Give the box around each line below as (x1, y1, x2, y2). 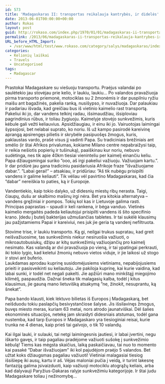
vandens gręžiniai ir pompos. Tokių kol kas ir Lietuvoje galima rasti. (5, 198, 140, 204)
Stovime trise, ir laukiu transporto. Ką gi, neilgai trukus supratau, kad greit (5, 229, 154, 235)
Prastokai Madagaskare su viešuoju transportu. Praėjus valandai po (5, 84, 141, 90)
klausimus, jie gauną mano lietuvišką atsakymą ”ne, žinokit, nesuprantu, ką (5, 281, 156, 287)
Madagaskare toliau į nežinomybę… (5, 373, 77, 379)
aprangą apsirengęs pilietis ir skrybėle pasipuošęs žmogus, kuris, (5, 131, 137, 137)
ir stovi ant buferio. (5, 255, 43, 261)
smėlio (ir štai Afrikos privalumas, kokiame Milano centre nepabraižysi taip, (5, 142, 157, 148)
